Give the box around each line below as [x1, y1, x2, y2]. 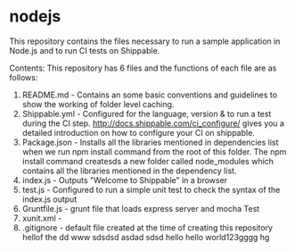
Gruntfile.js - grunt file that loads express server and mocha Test [21, 203, 260, 213]
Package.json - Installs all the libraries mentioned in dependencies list [21, 137, 279, 147]
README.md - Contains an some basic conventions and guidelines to [21, 89, 278, 100]
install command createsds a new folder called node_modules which [21, 155, 275, 166]
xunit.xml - [21, 213, 62, 223]
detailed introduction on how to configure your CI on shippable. [21, 127, 256, 138]
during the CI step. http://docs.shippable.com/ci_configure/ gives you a [21, 118, 285, 129]
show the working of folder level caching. [21, 98, 175, 109]
